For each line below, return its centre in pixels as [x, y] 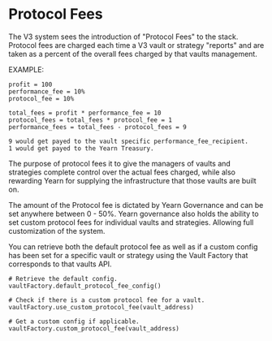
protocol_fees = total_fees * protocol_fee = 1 [91, 120]
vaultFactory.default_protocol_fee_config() [85, 286]
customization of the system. [57, 231]
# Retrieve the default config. [63, 278]
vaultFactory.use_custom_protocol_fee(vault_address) [101, 307]
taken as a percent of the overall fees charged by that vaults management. [133, 54]
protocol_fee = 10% [41, 98]
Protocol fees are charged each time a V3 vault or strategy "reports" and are [136, 45]
